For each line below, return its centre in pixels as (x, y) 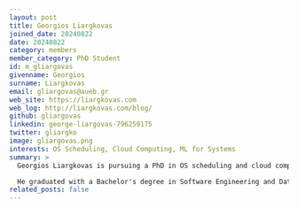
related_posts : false (49, 190)
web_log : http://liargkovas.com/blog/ (81, 108)
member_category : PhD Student (65, 58)
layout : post (33, 17)
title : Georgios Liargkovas (61, 26)
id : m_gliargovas (41, 67)
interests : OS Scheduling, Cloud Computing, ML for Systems (123, 149)
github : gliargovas (45, 116)
